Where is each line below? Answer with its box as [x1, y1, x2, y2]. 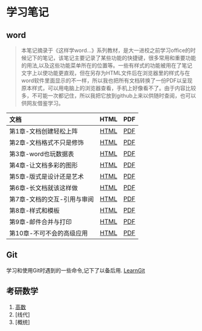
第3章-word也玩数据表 [9, 150, 74, 158]
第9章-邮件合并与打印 [9, 218, 72, 226]
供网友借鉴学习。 [21, 100, 64, 106]
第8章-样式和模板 [9, 207, 60, 214]
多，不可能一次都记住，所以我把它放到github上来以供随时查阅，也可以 [21, 92, 197, 99]
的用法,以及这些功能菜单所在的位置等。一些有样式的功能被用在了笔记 [21, 62, 192, 69]
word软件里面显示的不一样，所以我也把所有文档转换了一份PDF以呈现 [21, 77, 193, 84]
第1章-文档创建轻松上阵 [9, 127, 78, 135]
